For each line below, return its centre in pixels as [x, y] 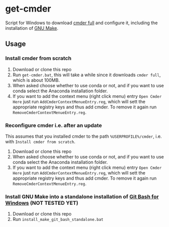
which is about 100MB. [36, 80]
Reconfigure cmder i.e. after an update [54, 125]
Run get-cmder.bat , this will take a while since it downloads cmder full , [87, 75]
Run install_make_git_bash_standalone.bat [58, 219]
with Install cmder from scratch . [40, 141]
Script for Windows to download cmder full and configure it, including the [81, 23]
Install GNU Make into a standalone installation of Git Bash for [82, 196]
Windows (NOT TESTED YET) [42, 203]
